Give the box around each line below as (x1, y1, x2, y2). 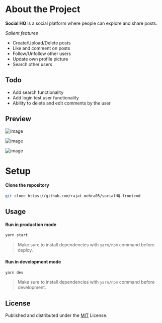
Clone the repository (5, 182, 49, 188)
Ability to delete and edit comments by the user (12, 100, 111, 106)
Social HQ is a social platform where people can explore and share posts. (5, 20, 157, 26)
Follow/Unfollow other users (12, 50, 71, 57)
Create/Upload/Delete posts (12, 39, 71, 46)
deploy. (17, 247, 33, 253)
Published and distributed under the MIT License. (5, 312, 108, 318)
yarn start (5, 233, 28, 238)
